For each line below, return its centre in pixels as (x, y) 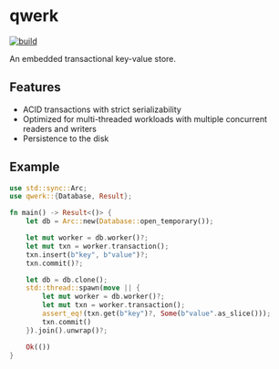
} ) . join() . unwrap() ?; (67, 330)
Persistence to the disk (66, 138)
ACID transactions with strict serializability (102, 109)
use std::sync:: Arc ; (49, 188)
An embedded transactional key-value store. (93, 58)
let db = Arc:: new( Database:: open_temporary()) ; (120, 221)
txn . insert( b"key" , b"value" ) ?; (87, 255)
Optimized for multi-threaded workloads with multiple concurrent (145, 118)
